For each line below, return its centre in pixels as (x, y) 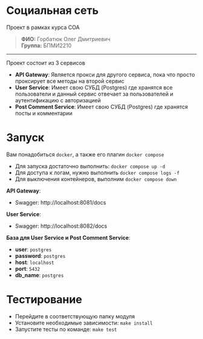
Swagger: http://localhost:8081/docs (60, 202)
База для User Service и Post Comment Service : (69, 237)
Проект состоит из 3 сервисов (46, 63)
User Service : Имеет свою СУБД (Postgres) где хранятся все (94, 87)
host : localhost (34, 262)
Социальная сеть (52, 11)
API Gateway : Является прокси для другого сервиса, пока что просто (105, 74)
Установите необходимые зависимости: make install (84, 323)
